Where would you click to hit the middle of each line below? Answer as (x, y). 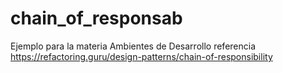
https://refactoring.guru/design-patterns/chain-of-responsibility (141, 56)
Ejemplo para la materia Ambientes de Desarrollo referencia (133, 46)
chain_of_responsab (96, 18)
